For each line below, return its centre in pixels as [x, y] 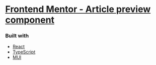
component [30, 20]
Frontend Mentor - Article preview [78, 9]
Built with [17, 36]
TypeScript [24, 52]
